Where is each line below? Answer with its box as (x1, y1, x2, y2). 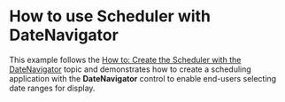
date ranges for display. (9, 82, 96, 93)
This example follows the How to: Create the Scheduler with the (9, 54, 242, 65)
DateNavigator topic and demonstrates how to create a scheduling (9, 64, 252, 75)
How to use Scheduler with (9, 6, 211, 27)
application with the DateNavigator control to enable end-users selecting (9, 73, 277, 83)
